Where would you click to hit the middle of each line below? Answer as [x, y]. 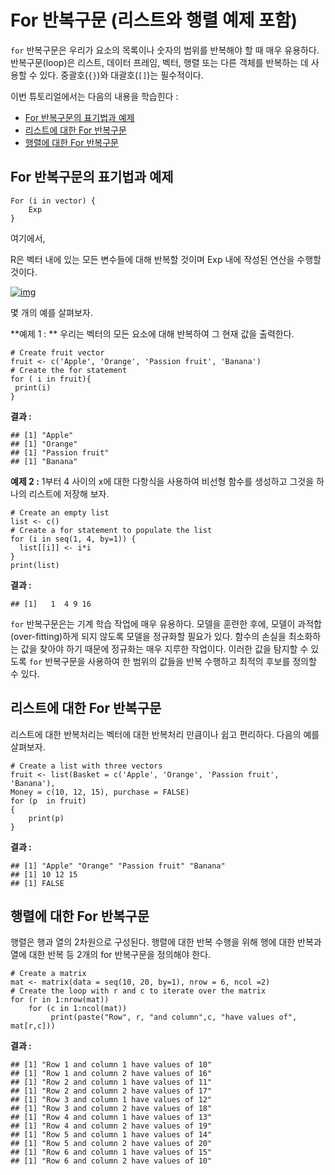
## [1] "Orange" [44, 444]
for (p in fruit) [48, 801]
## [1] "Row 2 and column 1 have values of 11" [111, 1082]
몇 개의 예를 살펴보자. [51, 312]
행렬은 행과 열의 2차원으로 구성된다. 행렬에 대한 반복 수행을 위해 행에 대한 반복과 [166, 942]
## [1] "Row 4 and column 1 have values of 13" [111, 1117]
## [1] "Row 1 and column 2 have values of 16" [111, 1074]
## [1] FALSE [37, 883]
